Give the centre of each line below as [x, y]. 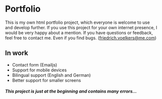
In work [17, 53]
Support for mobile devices [39, 70]
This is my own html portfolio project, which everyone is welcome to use [77, 22]
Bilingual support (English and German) [51, 75]
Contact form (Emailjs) [35, 65]
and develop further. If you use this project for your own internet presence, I [81, 27]
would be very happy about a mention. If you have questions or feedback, [79, 33]
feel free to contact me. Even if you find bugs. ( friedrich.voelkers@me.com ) [81, 38]
